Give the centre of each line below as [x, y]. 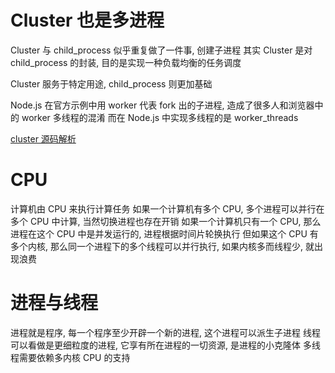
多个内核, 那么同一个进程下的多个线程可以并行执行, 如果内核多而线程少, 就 [162, 246]
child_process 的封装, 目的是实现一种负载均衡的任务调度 [126, 62]
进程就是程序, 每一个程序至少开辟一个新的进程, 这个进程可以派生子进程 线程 [165, 332]
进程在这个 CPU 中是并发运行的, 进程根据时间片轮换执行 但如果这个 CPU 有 [164, 233]
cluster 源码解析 [43, 138]
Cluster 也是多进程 [87, 20]
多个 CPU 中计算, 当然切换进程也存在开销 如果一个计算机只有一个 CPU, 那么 [166, 221]
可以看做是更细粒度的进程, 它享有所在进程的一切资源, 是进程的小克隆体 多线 [165, 345]
